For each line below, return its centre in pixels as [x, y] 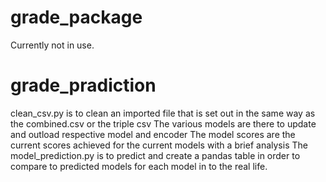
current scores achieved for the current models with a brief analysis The [159, 145]
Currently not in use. [52, 45]
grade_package [76, 17]
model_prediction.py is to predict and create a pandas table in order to [155, 155]
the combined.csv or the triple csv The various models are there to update [163, 123]
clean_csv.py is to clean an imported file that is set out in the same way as [163, 113]
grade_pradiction [83, 85]
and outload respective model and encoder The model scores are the [153, 134]
